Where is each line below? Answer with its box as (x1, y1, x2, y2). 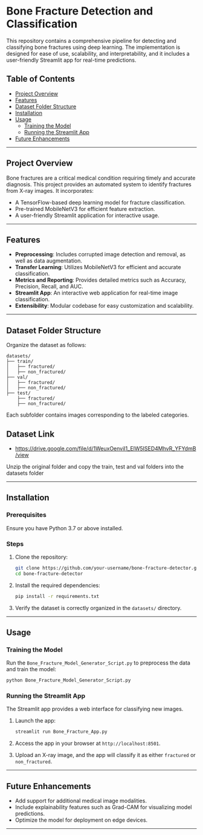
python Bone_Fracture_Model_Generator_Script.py (6, 677, 131, 684)
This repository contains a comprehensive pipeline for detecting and (6, 37, 176, 44)
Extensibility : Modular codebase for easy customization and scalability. (14, 302, 195, 310)
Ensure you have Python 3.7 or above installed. (6, 524, 123, 531)
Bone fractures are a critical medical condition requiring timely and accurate (6, 174, 196, 181)
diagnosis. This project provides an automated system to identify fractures (6, 180, 192, 188)
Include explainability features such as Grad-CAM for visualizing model (14, 804, 192, 811)
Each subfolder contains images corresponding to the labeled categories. (6, 411, 189, 418)
